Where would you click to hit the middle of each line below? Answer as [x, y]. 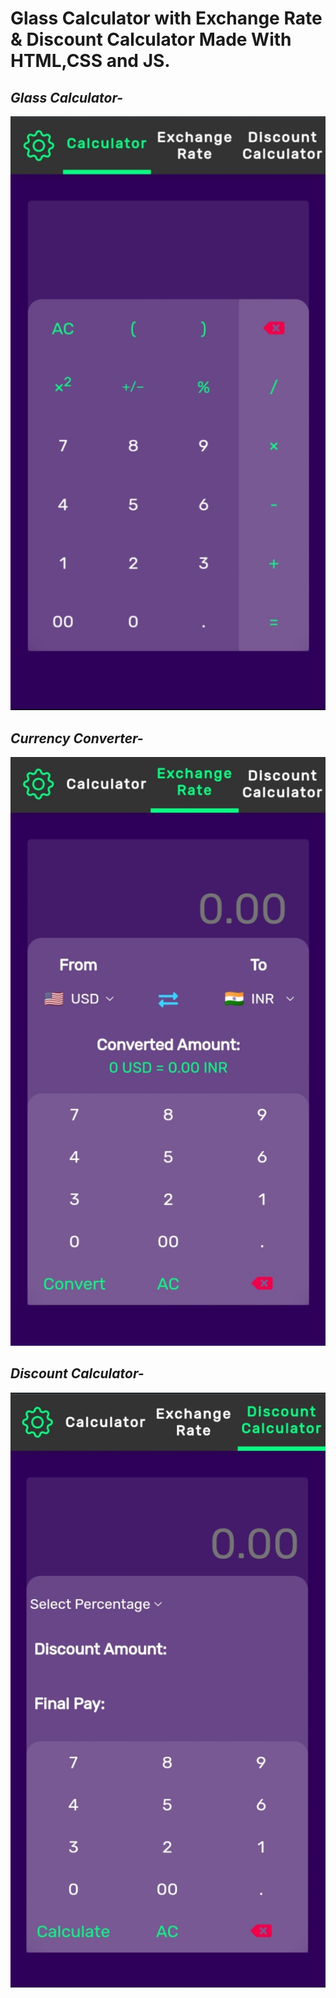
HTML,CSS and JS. [90, 61]
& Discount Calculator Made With [151, 39]
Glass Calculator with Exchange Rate [166, 18]
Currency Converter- [77, 738]
